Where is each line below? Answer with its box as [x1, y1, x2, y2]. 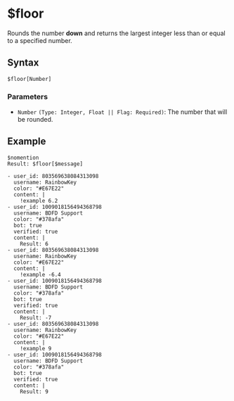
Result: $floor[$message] [7, 160, 83, 167]
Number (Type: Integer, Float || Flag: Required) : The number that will [17, 108, 228, 116]
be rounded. [17, 115, 53, 124]
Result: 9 [20, 388, 49, 395]
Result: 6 [20, 240, 49, 248]
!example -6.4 [20, 271, 61, 278]
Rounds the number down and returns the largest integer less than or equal [7, 29, 226, 37]
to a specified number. [7, 36, 72, 44]
